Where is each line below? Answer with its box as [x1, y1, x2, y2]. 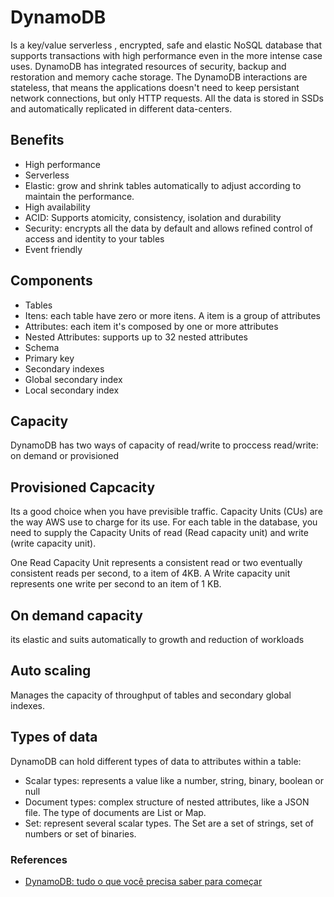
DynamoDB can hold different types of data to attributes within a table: [10, 755, 302, 767]
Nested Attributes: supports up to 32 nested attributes [24, 331, 248, 343]
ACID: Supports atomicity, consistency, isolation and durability [24, 211, 282, 223]
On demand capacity [10, 607, 143, 624]
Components [10, 272, 93, 290]
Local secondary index [24, 384, 120, 396]
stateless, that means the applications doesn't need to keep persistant [10, 81, 300, 93]
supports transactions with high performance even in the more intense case [10, 49, 323, 61]
